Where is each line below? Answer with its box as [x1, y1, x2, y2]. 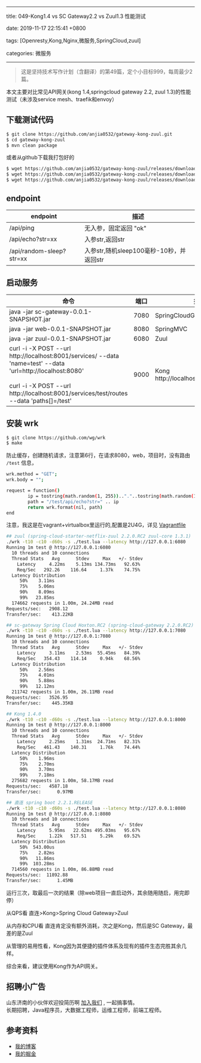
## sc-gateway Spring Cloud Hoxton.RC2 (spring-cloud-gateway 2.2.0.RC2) [6, 622, 194, 628]
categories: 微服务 [6, 50, 51, 57]
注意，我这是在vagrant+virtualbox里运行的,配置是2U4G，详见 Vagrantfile [6, 522, 186, 529]
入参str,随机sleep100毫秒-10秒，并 [84, 246, 187, 255]
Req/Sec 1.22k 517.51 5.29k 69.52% [17, 833, 141, 839]
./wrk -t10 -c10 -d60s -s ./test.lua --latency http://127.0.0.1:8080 [6, 805, 186, 811]
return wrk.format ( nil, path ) [28, 504, 103, 510]
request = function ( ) [6, 487, 60, 493]
